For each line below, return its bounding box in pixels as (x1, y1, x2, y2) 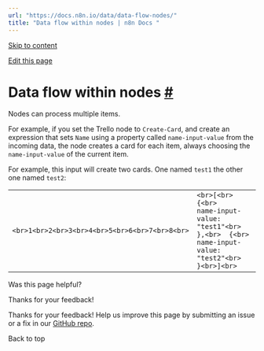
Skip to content (8, 40, 57, 50)
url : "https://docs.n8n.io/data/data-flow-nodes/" (8, 11, 178, 20)
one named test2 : (8, 173, 67, 183)
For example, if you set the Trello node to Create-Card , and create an (8, 124, 230, 134)
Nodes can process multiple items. (8, 109, 120, 119)
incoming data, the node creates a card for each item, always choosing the (8, 141, 251, 150)
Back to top (8, 334, 46, 343)
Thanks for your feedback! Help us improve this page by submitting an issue (8, 310, 255, 320)
